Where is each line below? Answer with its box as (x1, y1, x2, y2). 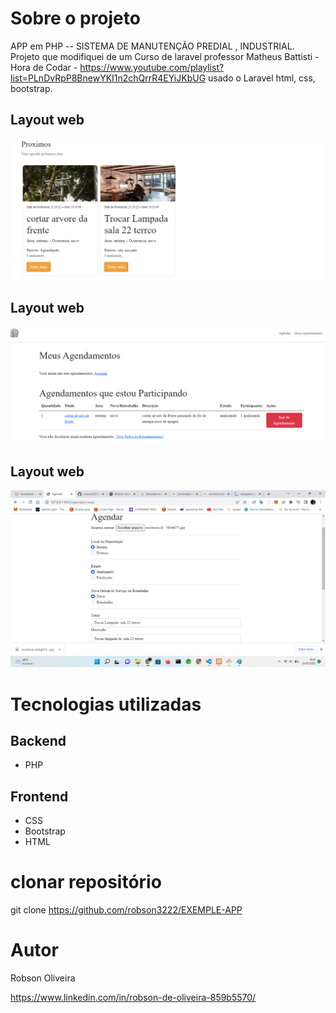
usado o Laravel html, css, (208, 72, 316, 84)
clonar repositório (10, 871, 162, 894)
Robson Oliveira (10, 972, 76, 984)
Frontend (10, 788, 69, 805)
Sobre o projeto (10, 7, 141, 30)
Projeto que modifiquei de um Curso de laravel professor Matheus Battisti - (10, 50, 320, 62)
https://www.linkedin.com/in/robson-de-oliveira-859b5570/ (10, 992, 257, 1003)
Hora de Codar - (10, 61, 78, 73)
